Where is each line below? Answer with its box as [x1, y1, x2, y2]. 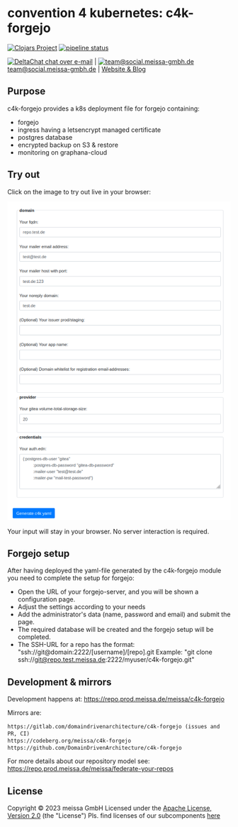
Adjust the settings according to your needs [17, 603, 146, 611]
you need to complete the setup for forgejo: [7, 574, 135, 582]
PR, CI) [7, 731, 30, 738]
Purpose [7, 85, 46, 97]
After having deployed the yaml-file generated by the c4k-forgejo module [7, 566, 222, 575]
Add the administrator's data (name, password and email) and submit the [17, 610, 231, 618]
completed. [17, 633, 51, 641]
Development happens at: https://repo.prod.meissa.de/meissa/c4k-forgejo [7, 695, 225, 704]
